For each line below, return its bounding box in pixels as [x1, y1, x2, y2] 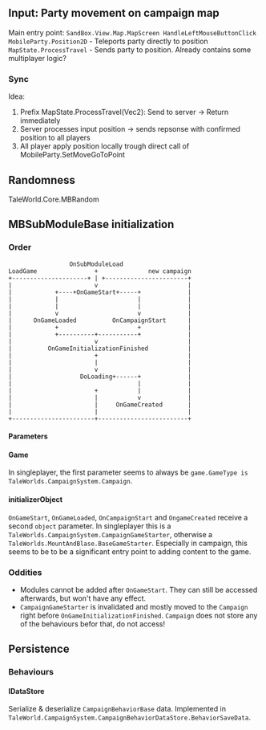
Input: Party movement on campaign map [8, 6, 220, 20]
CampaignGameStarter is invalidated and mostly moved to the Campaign [19, 602, 248, 611]
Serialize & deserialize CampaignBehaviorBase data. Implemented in [8, 704, 227, 714]
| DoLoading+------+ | [8, 373, 192, 381]
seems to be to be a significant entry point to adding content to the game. [8, 546, 252, 557]
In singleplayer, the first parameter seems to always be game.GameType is [8, 467, 248, 477]
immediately [19, 116, 61, 125]
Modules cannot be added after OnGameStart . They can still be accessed [19, 585, 258, 594]
